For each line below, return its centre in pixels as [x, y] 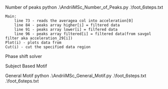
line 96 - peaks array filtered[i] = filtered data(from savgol [83, 34]
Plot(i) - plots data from [33, 42]
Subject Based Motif [26, 66]
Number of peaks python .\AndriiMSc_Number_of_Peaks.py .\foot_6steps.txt [84, 7]
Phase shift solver [24, 56]
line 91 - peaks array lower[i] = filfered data [66, 29]
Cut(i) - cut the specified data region [48, 47]
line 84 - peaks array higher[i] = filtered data [67, 25]
